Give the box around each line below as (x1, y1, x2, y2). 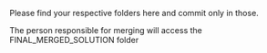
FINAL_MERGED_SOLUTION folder (9, 35, 139, 45)
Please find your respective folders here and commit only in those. (9, 8, 260, 18)
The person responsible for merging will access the (9, 25, 203, 35)
